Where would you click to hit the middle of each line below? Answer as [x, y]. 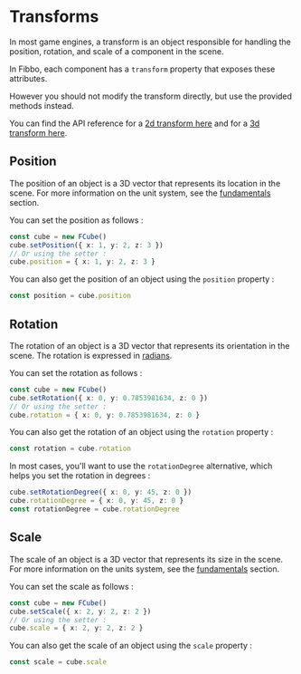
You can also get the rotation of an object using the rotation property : [141, 432]
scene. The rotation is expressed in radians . [91, 355]
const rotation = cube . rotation [70, 449]
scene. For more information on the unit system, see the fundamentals [140, 193]
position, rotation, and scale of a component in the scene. [117, 51]
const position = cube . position [70, 296]
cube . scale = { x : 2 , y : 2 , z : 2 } [76, 628]
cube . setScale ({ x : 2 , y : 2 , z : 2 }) [80, 611]
